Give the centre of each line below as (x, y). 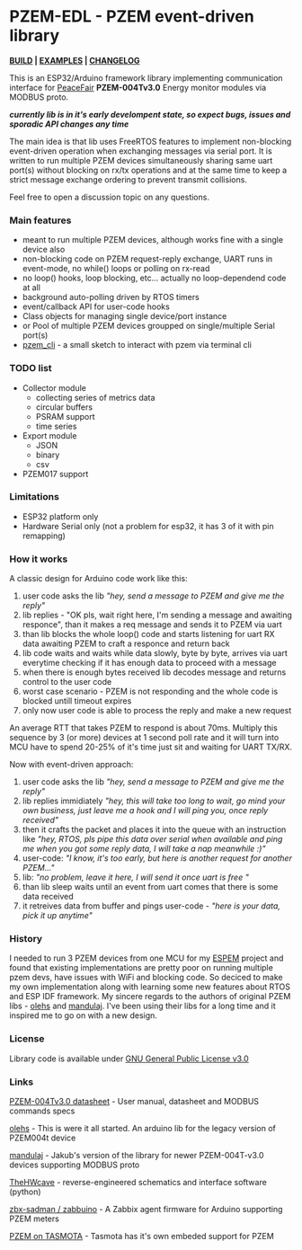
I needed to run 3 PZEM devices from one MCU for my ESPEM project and (147, 958)
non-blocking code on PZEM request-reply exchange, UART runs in (147, 259)
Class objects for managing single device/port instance (124, 316)
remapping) (44, 536)
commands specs (42, 1111)
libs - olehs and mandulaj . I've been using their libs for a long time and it (142, 1006)
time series (56, 426)
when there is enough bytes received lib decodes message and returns (154, 672)
